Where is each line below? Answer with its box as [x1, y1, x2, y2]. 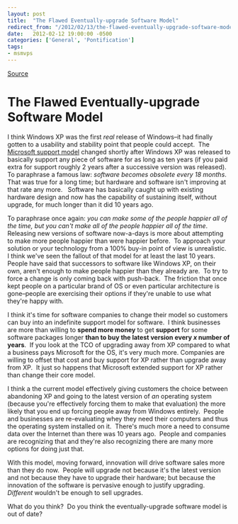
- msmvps [7, 50, 33, 57]
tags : [7, 43, 23, 50]
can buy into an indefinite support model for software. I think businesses [7, 318, 221, 326]
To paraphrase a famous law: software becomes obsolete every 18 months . [7, 170, 227, 178]
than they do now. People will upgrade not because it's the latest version [7, 465, 221, 474]
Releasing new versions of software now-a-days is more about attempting [7, 229, 224, 237]
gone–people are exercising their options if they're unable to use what [7, 289, 212, 297]
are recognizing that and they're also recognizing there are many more [7, 437, 214, 445]
